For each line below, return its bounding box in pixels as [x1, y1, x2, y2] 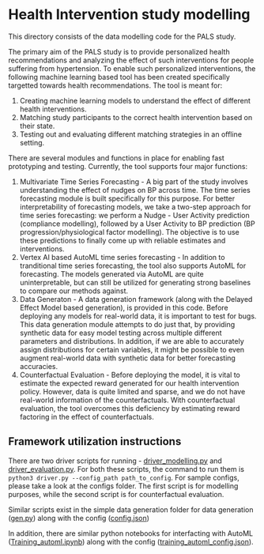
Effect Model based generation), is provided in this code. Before [19, 303, 228, 312]
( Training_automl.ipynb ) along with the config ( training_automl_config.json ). [8, 537, 255, 546]
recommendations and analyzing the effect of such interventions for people [8, 55, 255, 65]
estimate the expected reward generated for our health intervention [19, 378, 239, 388]
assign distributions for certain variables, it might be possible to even [19, 345, 245, 354]
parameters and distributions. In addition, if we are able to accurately [19, 336, 245, 345]
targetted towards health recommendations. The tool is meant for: [8, 81, 223, 90]
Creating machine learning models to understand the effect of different [19, 96, 251, 105]
